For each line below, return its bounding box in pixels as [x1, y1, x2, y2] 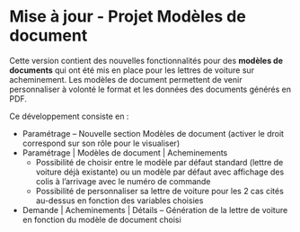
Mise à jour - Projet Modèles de [9, 6, 247, 27]
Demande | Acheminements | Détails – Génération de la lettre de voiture [22, 204, 288, 215]
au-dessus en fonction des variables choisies [35, 195, 204, 206]
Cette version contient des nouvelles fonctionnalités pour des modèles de [9, 55, 283, 66]
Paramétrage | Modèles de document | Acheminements [22, 147, 228, 158]
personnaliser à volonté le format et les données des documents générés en [9, 84, 292, 94]
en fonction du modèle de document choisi [22, 214, 181, 225]
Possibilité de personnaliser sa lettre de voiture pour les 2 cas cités [35, 185, 285, 196]
